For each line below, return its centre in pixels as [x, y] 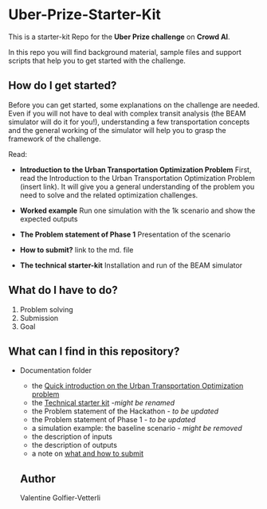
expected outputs [49, 219]
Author [37, 478]
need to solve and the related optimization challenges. [109, 195]
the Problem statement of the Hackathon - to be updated [125, 411]
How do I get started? [63, 86]
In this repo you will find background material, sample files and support [125, 52]
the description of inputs [72, 437]
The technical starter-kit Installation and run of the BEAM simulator [131, 265]
